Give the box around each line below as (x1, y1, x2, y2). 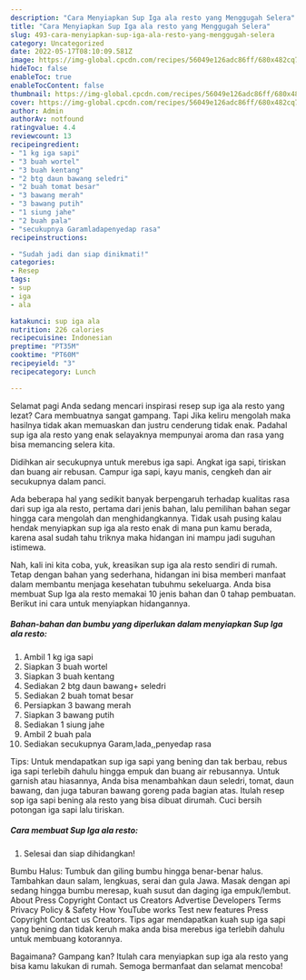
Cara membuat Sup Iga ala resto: (10, 825, 139, 836)
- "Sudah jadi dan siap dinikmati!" (10, 249, 149, 259)
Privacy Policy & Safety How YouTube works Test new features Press (10, 904, 269, 915)
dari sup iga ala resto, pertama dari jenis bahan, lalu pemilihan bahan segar (10, 503, 291, 514)
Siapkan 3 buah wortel (23, 661, 108, 672)
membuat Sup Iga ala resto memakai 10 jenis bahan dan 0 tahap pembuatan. (10, 588, 296, 599)
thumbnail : (10, 89, 52, 98)
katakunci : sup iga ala (10, 316, 101, 325)
